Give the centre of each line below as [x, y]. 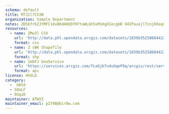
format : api [27, 71]
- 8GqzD [18, 94]
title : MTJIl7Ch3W [24, 15]
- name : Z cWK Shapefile [36, 47]
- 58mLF [18, 90]
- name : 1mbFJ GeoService [37, 62]
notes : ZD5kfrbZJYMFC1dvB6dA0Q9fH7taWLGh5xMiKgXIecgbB [64, 24]
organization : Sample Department [40, 19]
